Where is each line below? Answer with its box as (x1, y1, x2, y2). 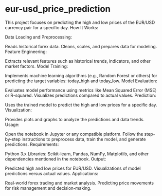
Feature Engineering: (5, 49, 47, 54)
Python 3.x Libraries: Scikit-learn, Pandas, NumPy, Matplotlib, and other (5, 151, 149, 157)
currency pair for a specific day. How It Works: (5, 24, 99, 30)
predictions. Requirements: (5, 141, 59, 147)
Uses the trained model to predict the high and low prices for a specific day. (5, 102, 157, 107)
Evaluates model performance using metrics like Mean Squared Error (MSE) (5, 87, 157, 93)
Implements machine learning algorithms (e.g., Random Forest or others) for (5, 72, 158, 78)
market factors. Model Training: (5, 63, 68, 69)
